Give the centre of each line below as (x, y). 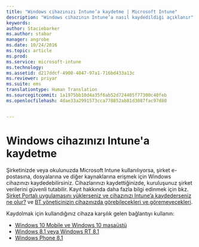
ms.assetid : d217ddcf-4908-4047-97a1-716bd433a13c (71, 73)
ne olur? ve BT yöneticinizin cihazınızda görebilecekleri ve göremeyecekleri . (99, 202)
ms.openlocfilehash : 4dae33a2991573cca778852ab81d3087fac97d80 (87, 100)
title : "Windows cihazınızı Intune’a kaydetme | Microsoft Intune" (92, 12)
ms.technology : (25, 67)
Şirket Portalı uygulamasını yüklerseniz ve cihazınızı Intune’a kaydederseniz (99, 196)
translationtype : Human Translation (52, 90)
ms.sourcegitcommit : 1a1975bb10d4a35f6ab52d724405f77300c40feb (87, 95)
